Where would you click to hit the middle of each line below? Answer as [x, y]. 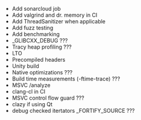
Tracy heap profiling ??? [42, 47]
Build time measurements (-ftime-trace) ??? [66, 79]
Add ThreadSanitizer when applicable [59, 21]
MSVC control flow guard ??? [48, 98]
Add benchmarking [36, 34]
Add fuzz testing [33, 28]
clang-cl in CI [29, 91]
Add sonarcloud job [36, 9]
